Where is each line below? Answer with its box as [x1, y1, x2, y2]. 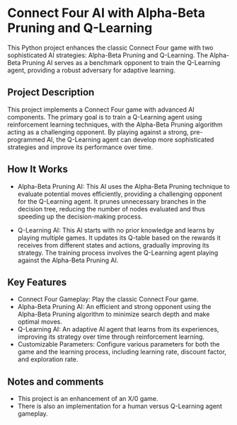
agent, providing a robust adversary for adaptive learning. [7, 66, 175, 74]
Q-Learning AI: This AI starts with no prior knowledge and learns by [17, 226, 214, 234]
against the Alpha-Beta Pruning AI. [17, 256, 119, 264]
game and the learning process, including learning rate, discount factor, [17, 348, 226, 356]
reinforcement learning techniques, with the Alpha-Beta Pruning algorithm [7, 120, 223, 129]
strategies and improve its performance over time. [7, 143, 154, 151]
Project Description [7, 86, 95, 98]
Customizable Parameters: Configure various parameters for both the [17, 340, 220, 349]
